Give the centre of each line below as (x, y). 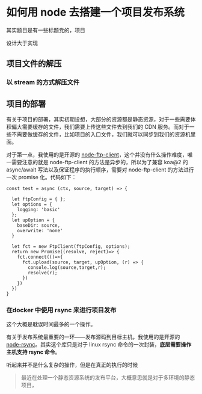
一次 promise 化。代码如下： (41, 177)
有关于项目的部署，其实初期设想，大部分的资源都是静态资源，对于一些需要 (98, 119)
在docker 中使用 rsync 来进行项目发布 (61, 310)
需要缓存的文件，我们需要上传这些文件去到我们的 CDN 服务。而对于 (106, 127)
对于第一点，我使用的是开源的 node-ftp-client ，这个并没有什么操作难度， (97, 155)
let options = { (32, 205)
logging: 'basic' (39, 210)
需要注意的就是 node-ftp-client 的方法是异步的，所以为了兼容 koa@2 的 (99, 162)
